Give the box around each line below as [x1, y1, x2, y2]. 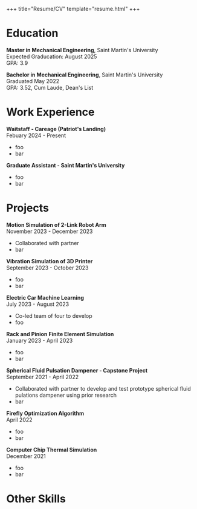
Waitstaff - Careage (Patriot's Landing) [6, 125, 106, 132]
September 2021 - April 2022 [6, 373, 79, 380]
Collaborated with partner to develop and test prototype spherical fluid [15, 385, 192, 392]
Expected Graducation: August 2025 [6, 53, 97, 60]
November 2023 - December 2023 [6, 228, 93, 235]
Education [6, 27, 59, 40]
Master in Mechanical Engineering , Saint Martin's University [6, 46, 158, 53]
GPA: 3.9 [6, 59, 28, 66]
